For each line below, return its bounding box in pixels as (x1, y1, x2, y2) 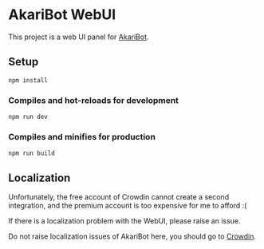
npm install (8, 76, 48, 85)
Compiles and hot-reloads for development (8, 94, 179, 105)
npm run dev (8, 113, 48, 121)
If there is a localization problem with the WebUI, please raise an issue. (8, 216, 241, 226)
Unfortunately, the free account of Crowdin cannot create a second (8, 192, 230, 202)
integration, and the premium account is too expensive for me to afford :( (8, 201, 247, 211)
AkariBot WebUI (8, 6, 116, 24)
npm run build (8, 149, 56, 157)
